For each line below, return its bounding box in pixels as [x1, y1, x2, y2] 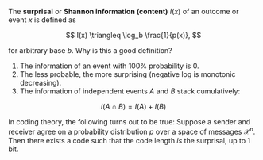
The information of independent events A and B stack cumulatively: [19, 86, 241, 96]
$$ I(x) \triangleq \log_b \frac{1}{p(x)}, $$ [65, 31, 202, 40]
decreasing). [19, 78, 62, 87]
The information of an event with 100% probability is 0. [19, 61, 200, 70]
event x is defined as [8, 15, 77, 25]
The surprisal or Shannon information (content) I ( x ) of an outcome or [8, 7, 239, 16]
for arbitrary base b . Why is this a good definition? [8, 46, 172, 55]
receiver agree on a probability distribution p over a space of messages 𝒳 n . [8, 126, 256, 136]
